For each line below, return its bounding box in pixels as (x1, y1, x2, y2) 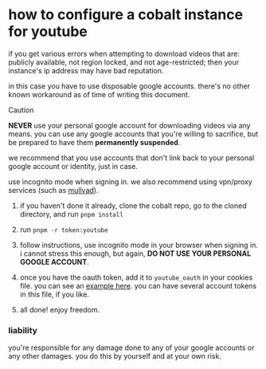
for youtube (8, 22, 88, 41)
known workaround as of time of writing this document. (8, 89, 190, 99)
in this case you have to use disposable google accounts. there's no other (8, 81, 251, 91)
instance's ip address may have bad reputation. (8, 65, 164, 75)
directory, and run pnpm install (19, 209, 123, 218)
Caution (8, 105, 34, 115)
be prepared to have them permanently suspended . (8, 137, 181, 147)
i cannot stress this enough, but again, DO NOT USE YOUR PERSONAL (19, 249, 252, 258)
